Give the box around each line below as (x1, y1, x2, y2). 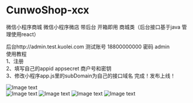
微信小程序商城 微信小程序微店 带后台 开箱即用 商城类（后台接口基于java (6, 23, 181, 30)
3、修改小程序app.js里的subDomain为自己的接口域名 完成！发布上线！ (6, 72, 175, 79)
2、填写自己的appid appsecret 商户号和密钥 (6, 65, 112, 72)
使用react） (11, 30, 39, 38)
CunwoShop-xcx (6, 3, 89, 17)
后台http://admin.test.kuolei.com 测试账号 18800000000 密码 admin (6, 43, 170, 50)
